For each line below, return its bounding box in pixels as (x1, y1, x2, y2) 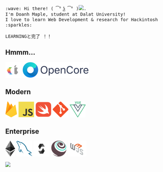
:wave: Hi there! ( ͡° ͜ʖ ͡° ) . (5, 6, 87, 11)
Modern (5, 88, 31, 96)
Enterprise (5, 127, 40, 136)
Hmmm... (5, 48, 36, 57)
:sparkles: (5, 22, 32, 28)
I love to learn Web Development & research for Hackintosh (5, 17, 158, 22)
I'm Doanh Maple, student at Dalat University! (5, 12, 126, 17)
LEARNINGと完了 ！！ (5, 33, 52, 39)
